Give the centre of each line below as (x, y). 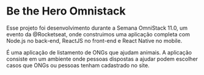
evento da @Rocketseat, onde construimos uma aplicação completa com (98, 34)
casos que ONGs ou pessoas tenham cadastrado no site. (78, 65)
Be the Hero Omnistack (66, 11)
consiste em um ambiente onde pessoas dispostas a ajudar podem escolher (102, 59)
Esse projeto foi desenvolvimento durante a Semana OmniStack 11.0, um (97, 28)
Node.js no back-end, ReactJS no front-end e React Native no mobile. (94, 41)
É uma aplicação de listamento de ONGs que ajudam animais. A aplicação (99, 52)
